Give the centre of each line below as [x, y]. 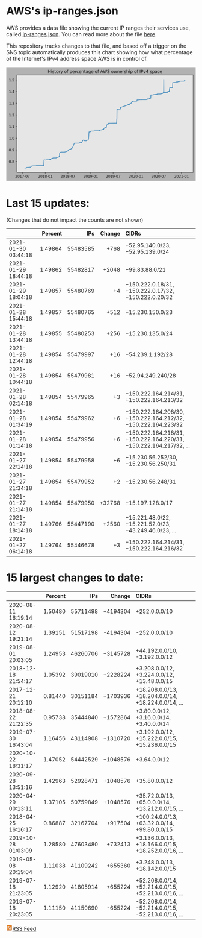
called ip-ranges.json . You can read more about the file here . [81, 34]
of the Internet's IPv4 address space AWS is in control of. [77, 58]
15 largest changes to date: [75, 578]
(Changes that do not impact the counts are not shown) [75, 220]
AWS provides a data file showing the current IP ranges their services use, [98, 28]
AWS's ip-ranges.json [63, 11]
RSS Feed [24, 928]
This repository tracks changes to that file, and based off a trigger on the [96, 46]
